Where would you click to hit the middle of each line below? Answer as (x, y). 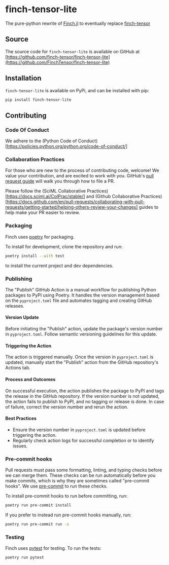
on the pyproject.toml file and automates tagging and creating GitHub (79, 300)
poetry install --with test (35, 256)
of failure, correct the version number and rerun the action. (67, 407)
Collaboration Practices (35, 160)
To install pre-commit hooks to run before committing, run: (66, 496)
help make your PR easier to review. (43, 213)
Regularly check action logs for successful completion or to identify (83, 440)
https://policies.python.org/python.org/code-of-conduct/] (67, 146)
